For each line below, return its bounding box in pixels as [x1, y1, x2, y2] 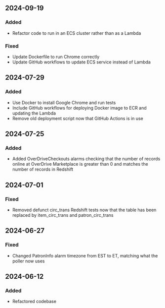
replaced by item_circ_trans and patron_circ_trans [12, 212, 114, 218]
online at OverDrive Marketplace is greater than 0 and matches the [12, 161, 148, 167]
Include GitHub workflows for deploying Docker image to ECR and [12, 105, 147, 111]
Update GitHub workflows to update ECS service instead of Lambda [12, 59, 151, 65]
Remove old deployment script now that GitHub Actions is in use [12, 115, 143, 121]
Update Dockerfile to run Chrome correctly [12, 54, 100, 60]
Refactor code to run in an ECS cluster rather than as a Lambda [12, 30, 141, 36]
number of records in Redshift [12, 166, 74, 173]
